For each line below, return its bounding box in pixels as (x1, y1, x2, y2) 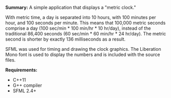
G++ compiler (12, 82, 42, 88)
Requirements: (5, 67, 37, 73)
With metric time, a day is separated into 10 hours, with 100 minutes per (5, 14, 156, 20)
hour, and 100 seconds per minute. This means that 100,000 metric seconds (5, 20, 166, 26)
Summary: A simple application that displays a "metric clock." (5, 5, 136, 10)
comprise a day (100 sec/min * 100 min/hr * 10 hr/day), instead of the (5, 25, 151, 31)
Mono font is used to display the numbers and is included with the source (5, 51, 160, 57)
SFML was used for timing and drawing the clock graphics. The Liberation (5, 46, 161, 52)
